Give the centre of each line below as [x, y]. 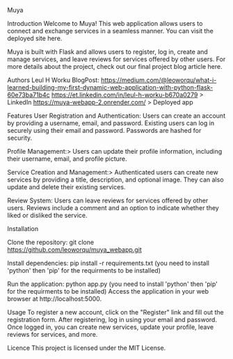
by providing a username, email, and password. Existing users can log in [111, 123]
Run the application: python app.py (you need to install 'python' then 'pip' [112, 284]
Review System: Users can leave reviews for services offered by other [108, 200]
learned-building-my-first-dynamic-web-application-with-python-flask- [110, 87]
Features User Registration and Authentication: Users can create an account [116, 115]
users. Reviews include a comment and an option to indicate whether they [113, 208]
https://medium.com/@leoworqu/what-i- [159, 80]
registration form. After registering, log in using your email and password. [112, 320]
